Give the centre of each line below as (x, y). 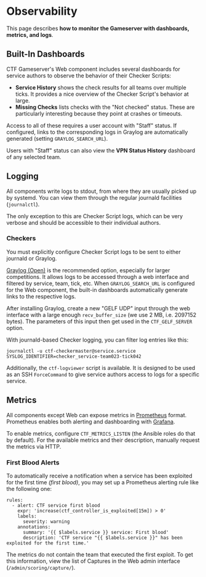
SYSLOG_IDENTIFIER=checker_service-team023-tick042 (74, 356)
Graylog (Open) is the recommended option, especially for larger (88, 270)
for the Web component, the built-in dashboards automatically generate (97, 289)
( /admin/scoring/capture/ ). (41, 567)
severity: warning (46, 521)
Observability (42, 11)
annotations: (34, 527)
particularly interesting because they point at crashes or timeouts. (99, 113)
